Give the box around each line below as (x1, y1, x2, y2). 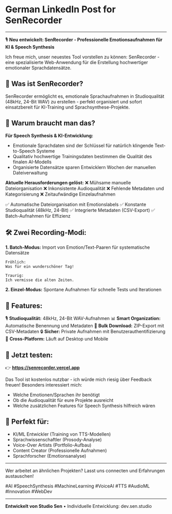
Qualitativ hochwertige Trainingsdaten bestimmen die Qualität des (12, 153, 152, 159)
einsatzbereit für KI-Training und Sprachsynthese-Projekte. (5, 104, 130, 110)
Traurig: (5, 273, 24, 279)
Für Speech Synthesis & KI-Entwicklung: (5, 132, 94, 139)
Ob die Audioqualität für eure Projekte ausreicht (12, 397, 114, 403)
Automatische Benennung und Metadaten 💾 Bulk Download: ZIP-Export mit (5, 323, 164, 329)
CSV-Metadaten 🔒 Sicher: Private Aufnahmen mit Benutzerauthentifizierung (5, 329, 165, 335)
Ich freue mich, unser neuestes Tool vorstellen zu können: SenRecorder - (5, 54, 160, 60)
